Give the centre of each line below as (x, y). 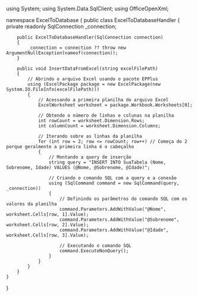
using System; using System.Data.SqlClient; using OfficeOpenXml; (87, 9)
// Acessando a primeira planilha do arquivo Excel (103, 100)
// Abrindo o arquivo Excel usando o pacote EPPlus (93, 79)
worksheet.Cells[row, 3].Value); (48, 235)
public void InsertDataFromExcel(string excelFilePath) (88, 68)
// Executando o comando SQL (95, 246)
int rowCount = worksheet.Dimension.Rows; (91, 121)
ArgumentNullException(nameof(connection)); (62, 53)
